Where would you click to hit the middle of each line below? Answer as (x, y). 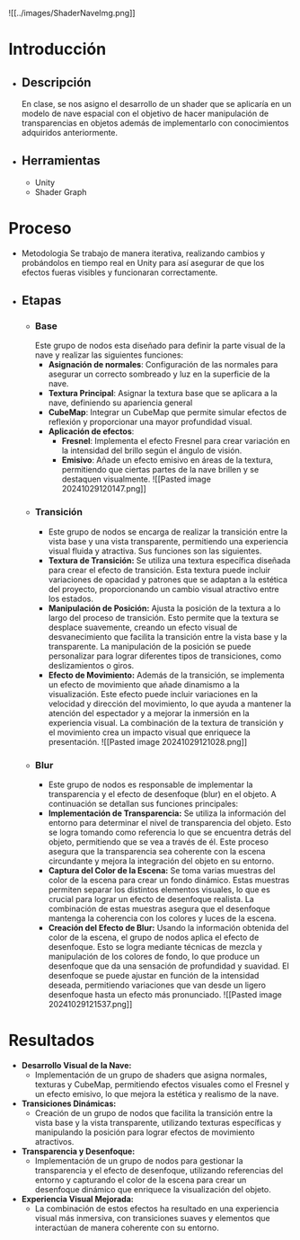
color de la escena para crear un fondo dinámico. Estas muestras (169, 881)
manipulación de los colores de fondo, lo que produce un (154, 957)
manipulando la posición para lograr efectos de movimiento (145, 1132)
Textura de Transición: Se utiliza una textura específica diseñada (169, 560)
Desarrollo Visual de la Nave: (76, 1065)
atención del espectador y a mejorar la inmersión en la (149, 713)
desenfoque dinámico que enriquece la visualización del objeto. (153, 1189)
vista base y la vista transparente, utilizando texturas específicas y (158, 1122)
